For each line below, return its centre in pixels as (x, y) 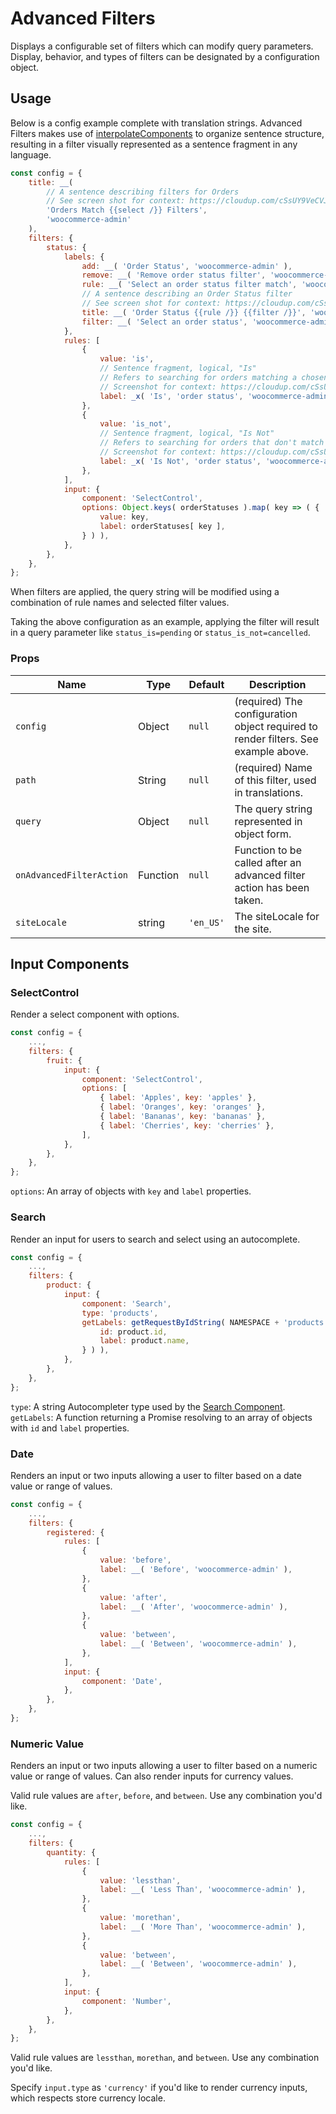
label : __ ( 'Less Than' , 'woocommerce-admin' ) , (203, 1890)
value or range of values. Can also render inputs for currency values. (152, 1776)
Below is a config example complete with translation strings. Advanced (156, 123)
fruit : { (64, 1060)
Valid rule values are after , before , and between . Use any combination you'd (166, 1796)
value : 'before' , (135, 1560)
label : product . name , (144, 1341)
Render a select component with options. (95, 1014)
